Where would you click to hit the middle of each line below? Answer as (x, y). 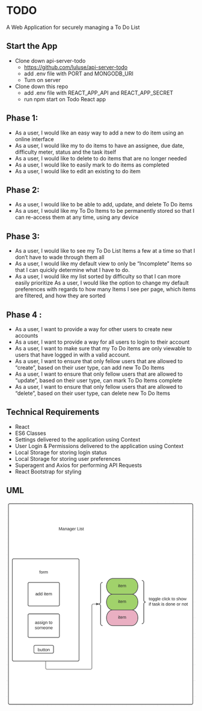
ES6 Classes (30, 433)
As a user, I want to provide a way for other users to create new (93, 329)
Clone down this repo (41, 86)
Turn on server (42, 80)
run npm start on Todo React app (65, 99)
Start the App (32, 46)
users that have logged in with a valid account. (73, 355)
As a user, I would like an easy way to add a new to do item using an (99, 133)
